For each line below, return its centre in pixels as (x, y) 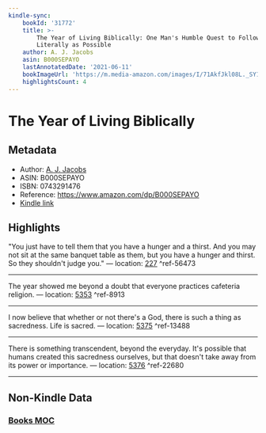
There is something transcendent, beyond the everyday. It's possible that (127, 348)
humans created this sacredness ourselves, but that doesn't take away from (132, 357)
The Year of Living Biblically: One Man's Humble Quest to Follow (148, 38)
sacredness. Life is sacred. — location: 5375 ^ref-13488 (99, 326)
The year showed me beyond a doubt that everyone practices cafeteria (124, 287)
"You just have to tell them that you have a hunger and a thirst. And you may (132, 247)
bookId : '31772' (49, 23)
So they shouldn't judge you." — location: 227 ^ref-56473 (102, 264)
